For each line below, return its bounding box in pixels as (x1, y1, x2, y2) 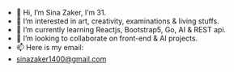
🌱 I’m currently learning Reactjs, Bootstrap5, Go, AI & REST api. (15, 25, 227, 34)
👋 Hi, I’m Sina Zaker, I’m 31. (15, 8, 107, 17)
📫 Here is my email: (15, 43, 84, 52)
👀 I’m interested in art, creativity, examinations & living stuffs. (15, 16, 220, 26)
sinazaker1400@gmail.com (15, 54, 107, 64)
